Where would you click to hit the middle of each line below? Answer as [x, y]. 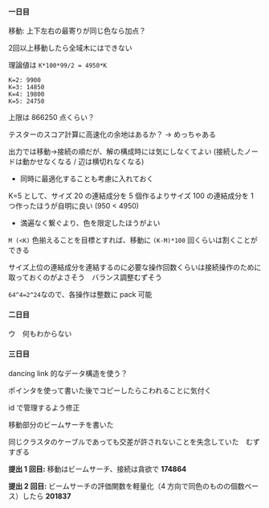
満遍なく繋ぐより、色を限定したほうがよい [90, 223]
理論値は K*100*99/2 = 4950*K [57, 65]
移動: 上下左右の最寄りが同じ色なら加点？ [77, 31]
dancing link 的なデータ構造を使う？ [68, 373]
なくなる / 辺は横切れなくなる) [94, 162]
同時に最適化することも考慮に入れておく [87, 179]
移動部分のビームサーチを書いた [61, 424]
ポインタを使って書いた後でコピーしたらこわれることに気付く [110, 390]
